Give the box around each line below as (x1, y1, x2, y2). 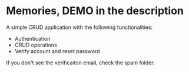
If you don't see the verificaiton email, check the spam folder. (6, 59, 155, 66)
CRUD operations (14, 41, 57, 48)
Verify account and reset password (14, 47, 100, 54)
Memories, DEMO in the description (6, 4, 184, 18)
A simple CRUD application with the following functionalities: (6, 24, 153, 31)
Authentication (14, 35, 51, 42)
